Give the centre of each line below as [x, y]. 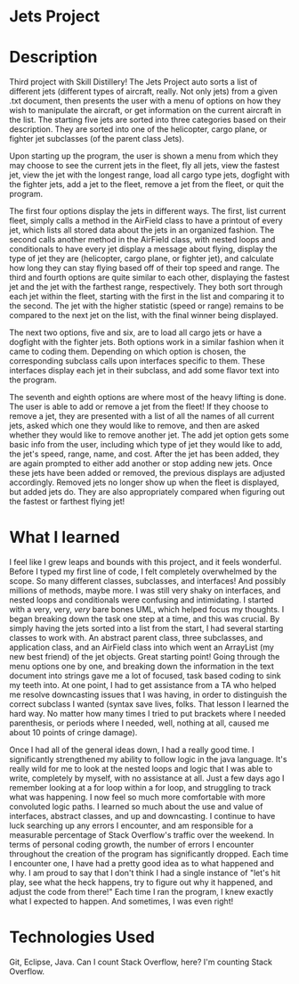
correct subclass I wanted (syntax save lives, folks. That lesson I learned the [149, 704]
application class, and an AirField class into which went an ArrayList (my [141, 647]
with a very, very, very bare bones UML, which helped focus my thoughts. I [147, 610]
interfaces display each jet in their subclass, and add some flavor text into [145, 371]
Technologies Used [82, 937]
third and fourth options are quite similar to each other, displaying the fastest [149, 277]
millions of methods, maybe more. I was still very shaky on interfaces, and [145, 591]
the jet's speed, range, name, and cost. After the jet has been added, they [145, 454]
